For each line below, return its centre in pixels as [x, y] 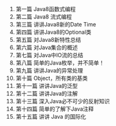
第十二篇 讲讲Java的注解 [47, 93]
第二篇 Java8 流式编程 [44, 17]
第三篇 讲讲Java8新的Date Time [56, 24]
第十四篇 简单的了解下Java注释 [55, 109]
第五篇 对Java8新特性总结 [48, 40]
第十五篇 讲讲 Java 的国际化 [51, 116]
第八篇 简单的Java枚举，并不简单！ [60, 63]
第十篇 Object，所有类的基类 [52, 78]
